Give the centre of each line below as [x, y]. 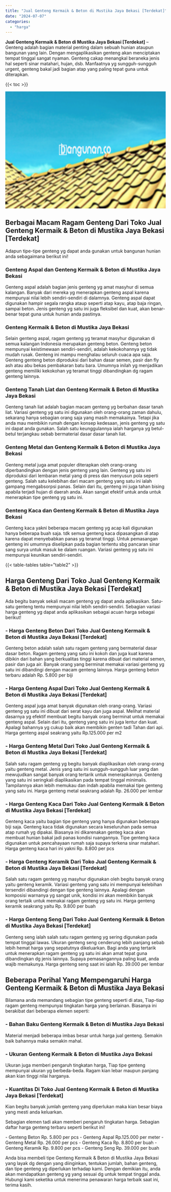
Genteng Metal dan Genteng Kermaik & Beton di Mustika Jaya [83, 447]
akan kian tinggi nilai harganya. [38, 1076]
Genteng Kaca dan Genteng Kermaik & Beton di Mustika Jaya [82, 510]
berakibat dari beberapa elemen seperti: [48, 1011]
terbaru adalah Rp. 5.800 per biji [39, 675]
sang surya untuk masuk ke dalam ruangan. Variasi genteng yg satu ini [79, 550]
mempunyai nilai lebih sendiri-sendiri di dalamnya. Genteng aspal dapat [80, 298]
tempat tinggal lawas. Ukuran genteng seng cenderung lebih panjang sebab [85, 942]
